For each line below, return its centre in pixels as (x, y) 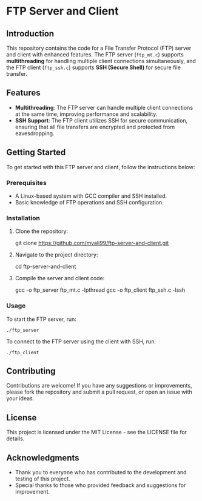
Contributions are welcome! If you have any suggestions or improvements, (99, 386)
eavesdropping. (35, 133)
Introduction (30, 34)
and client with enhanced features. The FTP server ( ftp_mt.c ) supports (95, 55)
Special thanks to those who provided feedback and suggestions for (100, 485)
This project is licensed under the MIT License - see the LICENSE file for (96, 432)
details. (15, 439)
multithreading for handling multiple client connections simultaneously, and (101, 61)
